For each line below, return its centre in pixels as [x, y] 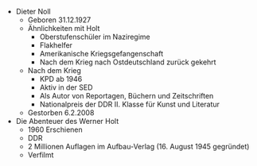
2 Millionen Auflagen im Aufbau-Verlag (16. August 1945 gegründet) [138, 147]
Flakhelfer [56, 45]
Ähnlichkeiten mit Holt [64, 28]
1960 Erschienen [55, 129]
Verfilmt [41, 155]
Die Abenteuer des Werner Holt [67, 121]
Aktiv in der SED [66, 87]
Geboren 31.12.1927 [59, 20]
